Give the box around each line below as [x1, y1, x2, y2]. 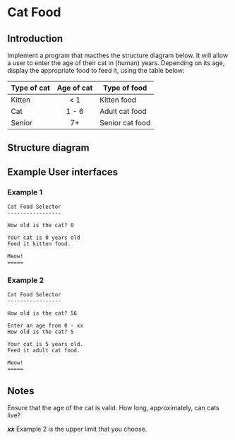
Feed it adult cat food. [7, 347, 80, 354]
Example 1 [7, 187, 43, 197]
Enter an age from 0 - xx [7, 323, 83, 330]
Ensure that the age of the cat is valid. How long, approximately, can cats [7, 404, 220, 412]
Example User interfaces [7, 166, 119, 178]
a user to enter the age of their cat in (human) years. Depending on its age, [7, 59, 225, 67]
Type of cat [11, 83, 51, 93]
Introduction [7, 33, 64, 45]
